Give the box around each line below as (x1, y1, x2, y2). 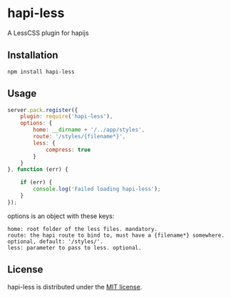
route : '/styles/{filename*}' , (33, 133, 126, 140)
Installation (7, 49, 58, 61)
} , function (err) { (7, 166, 69, 173)
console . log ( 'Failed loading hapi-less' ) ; (33, 185, 161, 193)
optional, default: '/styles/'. (7, 237, 103, 245)
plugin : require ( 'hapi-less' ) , (20, 113, 113, 120)
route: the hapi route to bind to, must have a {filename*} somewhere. (7, 232, 225, 239)
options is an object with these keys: (7, 212, 115, 220)
